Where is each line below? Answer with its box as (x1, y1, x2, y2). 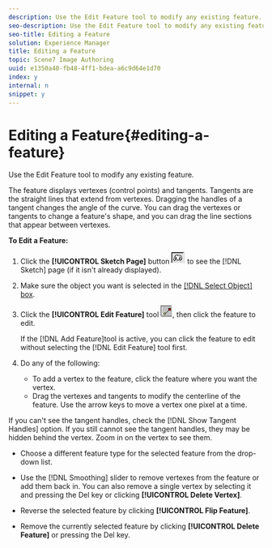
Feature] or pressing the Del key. (19, 530, 131, 540)
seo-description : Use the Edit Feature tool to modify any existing (8, 21, 244, 30)
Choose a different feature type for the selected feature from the (19, 448, 236, 458)
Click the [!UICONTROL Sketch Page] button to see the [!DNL (19, 256, 242, 267)
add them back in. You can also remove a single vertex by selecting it (19, 482, 252, 491)
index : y (8, 73, 38, 81)
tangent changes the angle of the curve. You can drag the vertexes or (8, 203, 241, 212)
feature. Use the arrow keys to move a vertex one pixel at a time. (32, 400, 248, 409)
